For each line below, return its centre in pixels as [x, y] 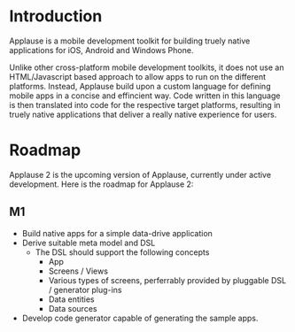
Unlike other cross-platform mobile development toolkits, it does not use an [147, 67]
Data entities [71, 299]
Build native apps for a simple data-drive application [117, 233]
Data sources [73, 308]
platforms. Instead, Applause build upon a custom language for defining [140, 86]
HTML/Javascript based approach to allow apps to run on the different [138, 76]
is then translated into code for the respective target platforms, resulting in [145, 104]
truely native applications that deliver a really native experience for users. [143, 114]
